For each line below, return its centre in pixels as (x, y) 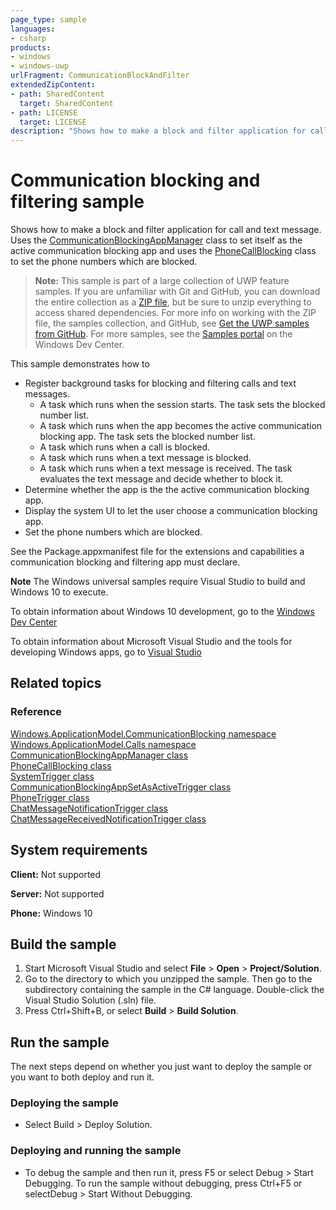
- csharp (28, 38)
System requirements (79, 850)
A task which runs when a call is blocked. (125, 447)
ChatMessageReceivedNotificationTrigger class (108, 818)
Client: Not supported (56, 874)
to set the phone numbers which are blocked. (104, 262)
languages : (33, 29)
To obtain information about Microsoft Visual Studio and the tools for (151, 642)
